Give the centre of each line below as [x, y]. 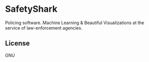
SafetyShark [31, 9]
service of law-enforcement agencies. [44, 28]
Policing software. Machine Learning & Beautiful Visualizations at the [75, 23]
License [17, 44]
